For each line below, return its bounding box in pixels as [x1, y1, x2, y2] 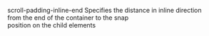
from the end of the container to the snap [7, 13, 129, 22]
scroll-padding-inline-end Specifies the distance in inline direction [7, 6, 202, 14]
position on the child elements [7, 21, 96, 29]
